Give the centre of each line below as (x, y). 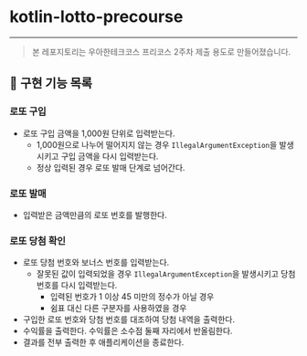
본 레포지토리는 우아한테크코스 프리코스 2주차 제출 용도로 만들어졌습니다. (161, 51)
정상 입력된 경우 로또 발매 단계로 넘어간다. (111, 167)
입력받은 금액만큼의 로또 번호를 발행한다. (95, 215)
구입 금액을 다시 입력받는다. (110, 156)
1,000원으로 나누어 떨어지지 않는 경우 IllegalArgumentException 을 (157, 144)
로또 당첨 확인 (38, 241)
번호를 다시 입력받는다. (77, 286)
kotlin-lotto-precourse (96, 17)
